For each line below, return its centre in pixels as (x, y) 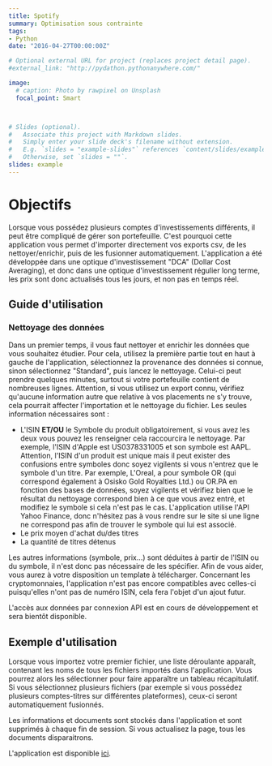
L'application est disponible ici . (60, 753)
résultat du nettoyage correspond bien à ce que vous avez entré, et (132, 499)
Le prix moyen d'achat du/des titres (79, 533)
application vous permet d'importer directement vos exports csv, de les (127, 244)
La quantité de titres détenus (68, 542)
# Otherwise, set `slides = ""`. (68, 157)
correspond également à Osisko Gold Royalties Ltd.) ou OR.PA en (129, 482)
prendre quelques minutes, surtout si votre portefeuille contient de (119, 380)
